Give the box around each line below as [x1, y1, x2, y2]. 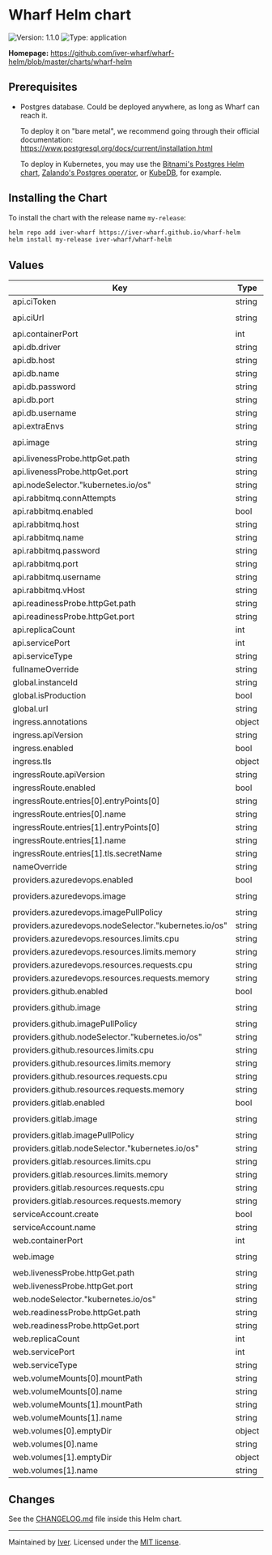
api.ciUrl [12, 312, 45, 323]
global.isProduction [12, 690, 87, 702]
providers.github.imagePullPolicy [12, 1019, 138, 1030]
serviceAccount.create [12, 1209, 99, 1220]
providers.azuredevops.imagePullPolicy [12, 907, 164, 918]
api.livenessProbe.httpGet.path [12, 453, 130, 464]
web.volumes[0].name [12, 1438, 99, 1450]
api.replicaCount [12, 624, 75, 635]
